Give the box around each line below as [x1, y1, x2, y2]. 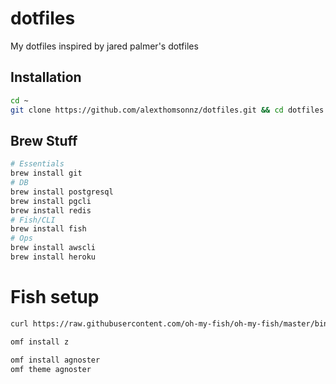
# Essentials [10, 159, 65, 169]
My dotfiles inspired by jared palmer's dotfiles [10, 40, 199, 52]
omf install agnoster [10, 355, 101, 365]
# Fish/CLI [10, 215, 56, 225]
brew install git [10, 168, 83, 179]
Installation [10, 69, 82, 86]
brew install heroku [10, 252, 97, 262]
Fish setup [10, 286, 100, 309]
